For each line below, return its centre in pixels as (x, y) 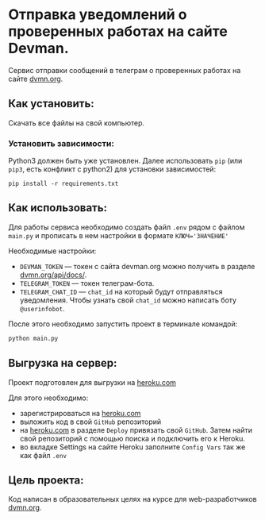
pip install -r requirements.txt (63, 184)
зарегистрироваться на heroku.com (80, 413)
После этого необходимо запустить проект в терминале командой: (123, 324)
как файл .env (43, 455)
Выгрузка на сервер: (63, 363)
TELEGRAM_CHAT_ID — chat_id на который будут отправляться (121, 291)
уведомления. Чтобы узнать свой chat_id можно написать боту (128, 300)
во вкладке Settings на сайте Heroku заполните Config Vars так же (132, 447)
